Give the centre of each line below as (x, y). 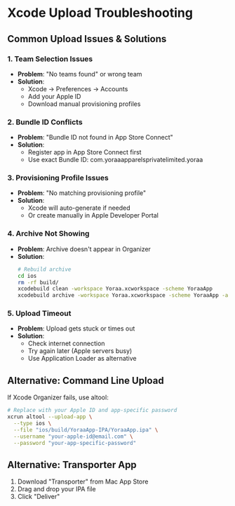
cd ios (27, 276)
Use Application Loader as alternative (82, 359)
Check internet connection (66, 344)
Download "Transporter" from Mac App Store (83, 481)
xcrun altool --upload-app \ (50, 417)
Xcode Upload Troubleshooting (100, 13)
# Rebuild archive (44, 269)
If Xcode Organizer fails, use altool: (58, 397)
